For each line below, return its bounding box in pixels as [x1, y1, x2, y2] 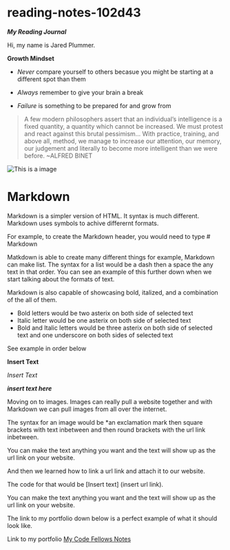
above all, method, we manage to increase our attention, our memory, [23, 136, 222, 145]
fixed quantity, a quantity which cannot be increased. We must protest [23, 122, 224, 130]
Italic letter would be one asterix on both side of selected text [17, 316, 191, 324]
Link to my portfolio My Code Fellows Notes [7, 535, 132, 543]
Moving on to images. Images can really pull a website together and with [7, 397, 213, 405]
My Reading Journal [7, 28, 67, 36]
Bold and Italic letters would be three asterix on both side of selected [17, 324, 213, 332]
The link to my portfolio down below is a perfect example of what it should [7, 514, 218, 522]
